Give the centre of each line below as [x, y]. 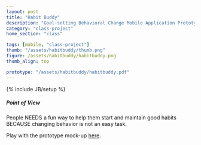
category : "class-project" [40, 28]
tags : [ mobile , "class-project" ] [48, 45]
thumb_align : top [28, 61]
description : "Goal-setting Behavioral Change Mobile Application [91, 23]
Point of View [23, 103]
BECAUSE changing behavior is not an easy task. [67, 124]
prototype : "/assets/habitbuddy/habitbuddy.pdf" [68, 72]
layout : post [22, 12]
